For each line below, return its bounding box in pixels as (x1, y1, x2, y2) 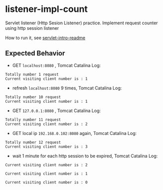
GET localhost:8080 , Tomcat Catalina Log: (12, 62, 101, 68)
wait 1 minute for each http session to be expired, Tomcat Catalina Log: (12, 153, 158, 159)
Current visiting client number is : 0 (5, 180, 88, 185)
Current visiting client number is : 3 (5, 144, 88, 149)
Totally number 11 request (5, 117, 61, 122)
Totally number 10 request (5, 94, 61, 100)
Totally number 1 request (5, 72, 59, 77)
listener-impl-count (5, 3, 88, 15)
